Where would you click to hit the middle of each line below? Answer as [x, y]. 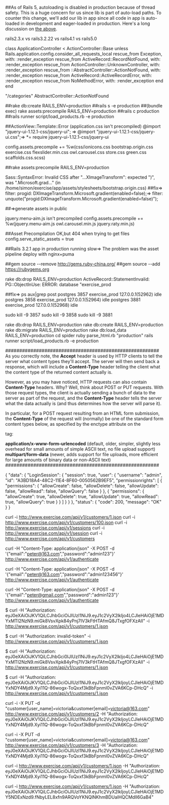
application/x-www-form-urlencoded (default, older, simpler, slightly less [83, 444]
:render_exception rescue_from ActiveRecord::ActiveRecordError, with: [79, 75]
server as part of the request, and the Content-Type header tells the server [84, 398]
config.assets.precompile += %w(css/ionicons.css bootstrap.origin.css [79, 147]
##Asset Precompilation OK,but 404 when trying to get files [67, 233]
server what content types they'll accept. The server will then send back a [82, 361]
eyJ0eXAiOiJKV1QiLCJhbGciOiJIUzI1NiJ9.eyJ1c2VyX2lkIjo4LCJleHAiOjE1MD [85, 615]
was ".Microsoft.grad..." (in [33, 183]
